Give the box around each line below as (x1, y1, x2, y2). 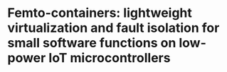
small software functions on (7, 35, 176, 51)
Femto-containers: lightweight (7, 5, 192, 21)
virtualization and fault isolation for (7, 20, 220, 36)
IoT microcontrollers (48, 50, 171, 66)
